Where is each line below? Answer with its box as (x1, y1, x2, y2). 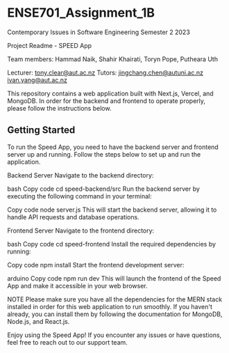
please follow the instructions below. (7, 104, 112, 112)
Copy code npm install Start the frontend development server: (7, 260, 185, 269)
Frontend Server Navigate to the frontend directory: (7, 226, 155, 235)
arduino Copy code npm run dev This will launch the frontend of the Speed (7, 274, 221, 283)
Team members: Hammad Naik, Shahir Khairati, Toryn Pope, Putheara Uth (7, 54, 219, 63)
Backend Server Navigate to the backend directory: (7, 171, 154, 179)
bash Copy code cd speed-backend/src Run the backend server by (7, 185, 200, 193)
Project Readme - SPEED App (7, 41, 92, 49)
